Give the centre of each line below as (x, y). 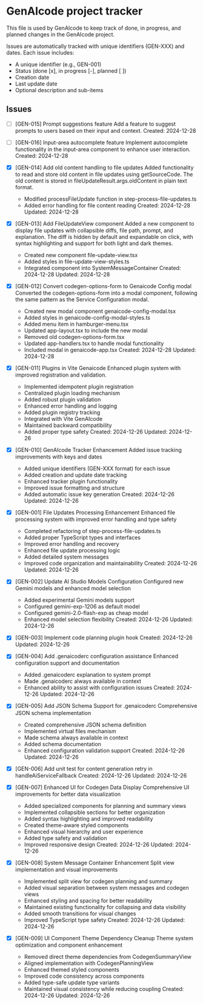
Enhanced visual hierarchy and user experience (84, 832)
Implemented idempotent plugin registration (79, 387)
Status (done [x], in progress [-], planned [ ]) (71, 70)
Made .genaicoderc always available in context (82, 681)
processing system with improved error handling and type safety (96, 519)
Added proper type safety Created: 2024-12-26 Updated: (96, 432)
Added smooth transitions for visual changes (80, 913)
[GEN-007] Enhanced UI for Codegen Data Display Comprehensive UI (102, 787)
